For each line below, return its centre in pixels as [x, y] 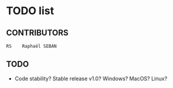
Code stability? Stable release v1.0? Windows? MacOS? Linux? [91, 79]
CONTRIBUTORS [37, 33]
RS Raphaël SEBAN [32, 46]
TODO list [30, 11]
